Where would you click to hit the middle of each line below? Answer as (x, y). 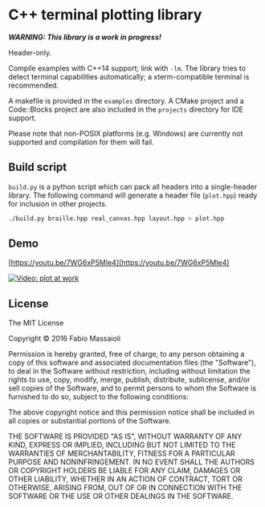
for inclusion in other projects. (58, 203)
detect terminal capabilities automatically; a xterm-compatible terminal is (129, 76)
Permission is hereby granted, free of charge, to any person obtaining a (126, 354)
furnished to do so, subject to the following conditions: (98, 397)
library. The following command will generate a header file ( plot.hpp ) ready (133, 195)
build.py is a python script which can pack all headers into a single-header (133, 186)
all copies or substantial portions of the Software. (90, 421)
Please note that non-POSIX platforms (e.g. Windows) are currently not (126, 133)
